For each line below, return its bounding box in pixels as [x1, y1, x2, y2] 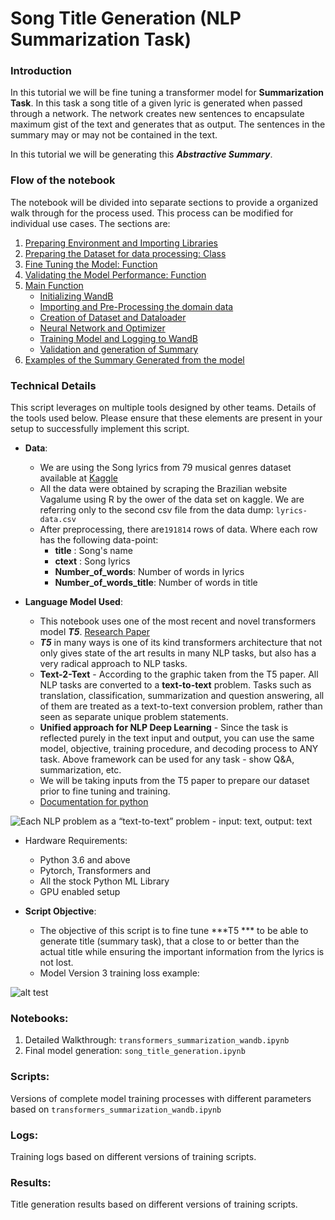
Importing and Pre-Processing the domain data [39, 300, 234, 312]
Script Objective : [24, 905, 97, 917]
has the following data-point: [39, 534, 159, 546]
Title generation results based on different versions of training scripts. [10, 1198, 298, 1211]
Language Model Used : [24, 596, 123, 608]
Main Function [24, 279, 84, 291]
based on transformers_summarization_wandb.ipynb [10, 1103, 222, 1115]
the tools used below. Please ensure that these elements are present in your [10, 412, 323, 424]
